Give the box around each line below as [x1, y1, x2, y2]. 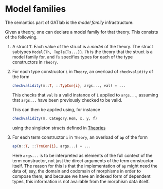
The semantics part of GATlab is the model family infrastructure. [5, 19, 134, 25]
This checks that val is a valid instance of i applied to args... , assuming [12, 92, 158, 98]
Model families [5, 3, 66, 15]
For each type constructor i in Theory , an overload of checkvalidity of [12, 68, 153, 74]
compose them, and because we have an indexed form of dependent [12, 173, 151, 179]
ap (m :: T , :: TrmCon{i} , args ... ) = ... [12, 144, 91, 149]
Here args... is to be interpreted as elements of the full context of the [12, 152, 153, 158]
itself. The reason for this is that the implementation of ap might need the [12, 163, 158, 169]
